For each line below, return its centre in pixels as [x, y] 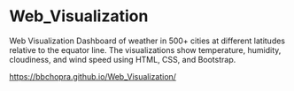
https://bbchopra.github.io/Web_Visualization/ [93, 76]
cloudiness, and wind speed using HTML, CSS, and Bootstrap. [123, 59]
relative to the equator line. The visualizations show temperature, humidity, [145, 49]
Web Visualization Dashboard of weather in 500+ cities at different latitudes [147, 41]
